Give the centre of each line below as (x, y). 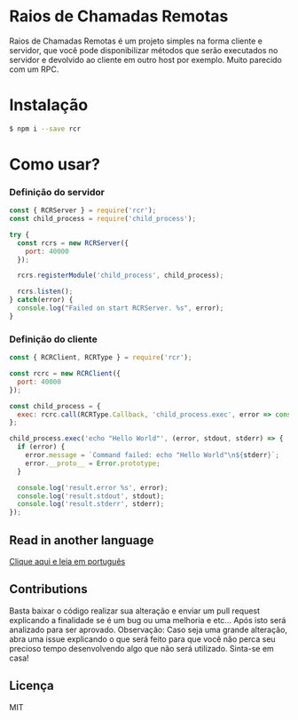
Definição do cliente (53, 339)
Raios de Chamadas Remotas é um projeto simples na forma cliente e (136, 41)
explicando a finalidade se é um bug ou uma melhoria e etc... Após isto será (148, 620)
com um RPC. (34, 69)
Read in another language (82, 540)
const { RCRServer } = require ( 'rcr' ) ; (83, 210)
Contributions (48, 589)
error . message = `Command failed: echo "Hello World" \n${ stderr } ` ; (152, 455)
